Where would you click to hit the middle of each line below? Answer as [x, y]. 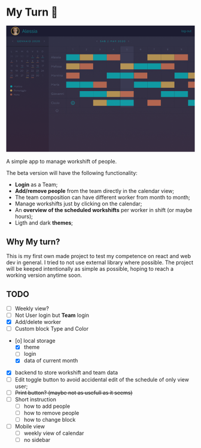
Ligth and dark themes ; [44, 223]
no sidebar [37, 440]
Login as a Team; [36, 184]
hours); [24, 217]
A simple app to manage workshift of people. [62, 162]
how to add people [47, 406]
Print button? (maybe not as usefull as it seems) [74, 392]
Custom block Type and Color [51, 329]
